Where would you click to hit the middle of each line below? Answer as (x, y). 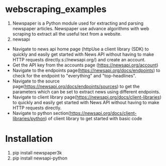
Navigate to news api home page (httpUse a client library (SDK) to (80, 49)
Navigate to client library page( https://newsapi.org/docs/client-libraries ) (87, 97)
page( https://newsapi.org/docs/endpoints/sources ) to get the (76, 86)
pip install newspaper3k (37, 152)
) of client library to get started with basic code (94, 118)
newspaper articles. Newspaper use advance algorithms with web (81, 28)
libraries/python (29, 118)
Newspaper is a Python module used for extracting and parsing (78, 23)
